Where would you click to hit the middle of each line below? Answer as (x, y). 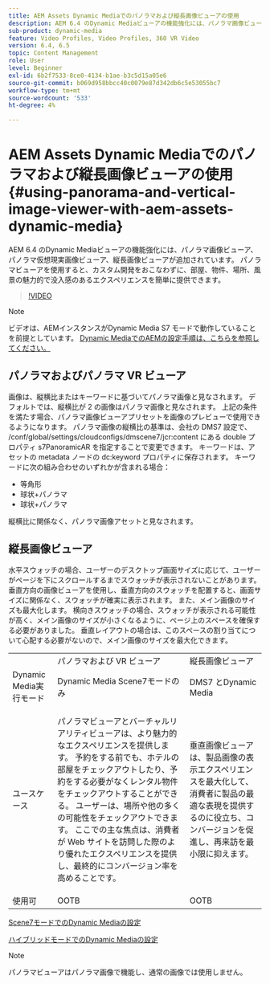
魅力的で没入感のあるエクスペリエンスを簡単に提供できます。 (123, 280)
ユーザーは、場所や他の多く (128, 806)
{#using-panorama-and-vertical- (122, 192)
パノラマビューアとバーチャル (114, 721)
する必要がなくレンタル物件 (126, 782)
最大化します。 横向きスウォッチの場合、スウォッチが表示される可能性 (139, 610)
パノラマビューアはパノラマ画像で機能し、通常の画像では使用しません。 (128, 972)
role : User (27, 61)
